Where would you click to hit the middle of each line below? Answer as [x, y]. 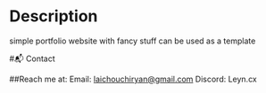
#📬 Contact [32, 58]
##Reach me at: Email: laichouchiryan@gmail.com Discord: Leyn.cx [133, 79]
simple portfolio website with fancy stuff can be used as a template [133, 41]
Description [54, 16]
